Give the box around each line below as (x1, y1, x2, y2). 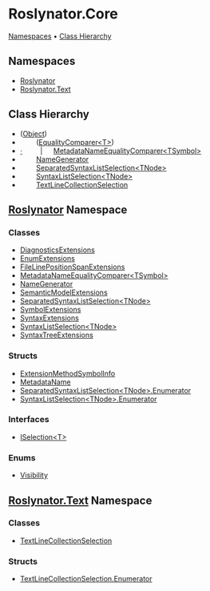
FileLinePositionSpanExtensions (19, 262, 125, 272)
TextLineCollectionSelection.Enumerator (19, 574, 153, 584)
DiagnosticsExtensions (19, 245, 96, 255)
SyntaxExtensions (19, 313, 80, 323)
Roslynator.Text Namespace (8, 493, 153, 507)
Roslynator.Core (8, 5, 118, 23)
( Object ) (19, 129, 48, 139)
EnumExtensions (19, 254, 76, 263)
